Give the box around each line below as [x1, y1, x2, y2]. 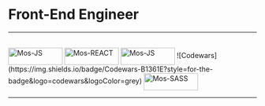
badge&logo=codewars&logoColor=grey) [8, 76, 142, 86]
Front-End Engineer [8, 5, 140, 24]
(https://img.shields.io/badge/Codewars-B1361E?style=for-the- [8, 64, 214, 74]
